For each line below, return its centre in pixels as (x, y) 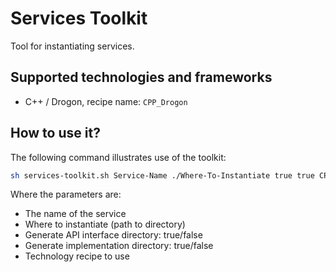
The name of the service (75, 214)
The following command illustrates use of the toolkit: (118, 157)
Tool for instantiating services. (72, 46)
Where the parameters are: (66, 194)
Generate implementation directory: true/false (119, 246)
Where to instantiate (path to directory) (105, 224)
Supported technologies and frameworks (141, 77)
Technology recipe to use (77, 256)
